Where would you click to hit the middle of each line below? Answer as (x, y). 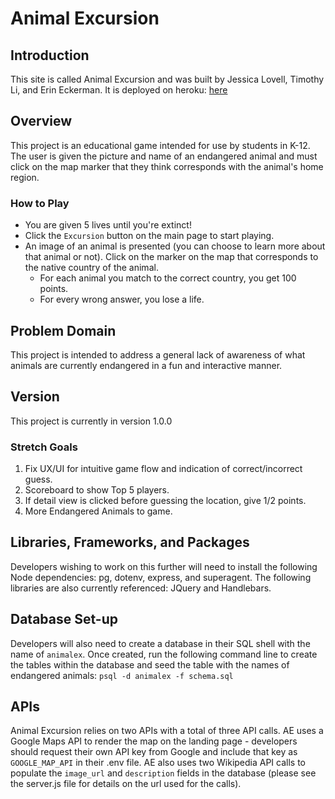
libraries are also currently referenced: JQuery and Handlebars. (141, 588)
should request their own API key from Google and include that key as (154, 752)
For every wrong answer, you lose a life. (122, 299)
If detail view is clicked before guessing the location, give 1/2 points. (165, 501)
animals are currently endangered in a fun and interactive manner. (146, 365)
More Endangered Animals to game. (98, 511)
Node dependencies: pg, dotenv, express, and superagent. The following (161, 577)
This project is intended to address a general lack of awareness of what (158, 354)
